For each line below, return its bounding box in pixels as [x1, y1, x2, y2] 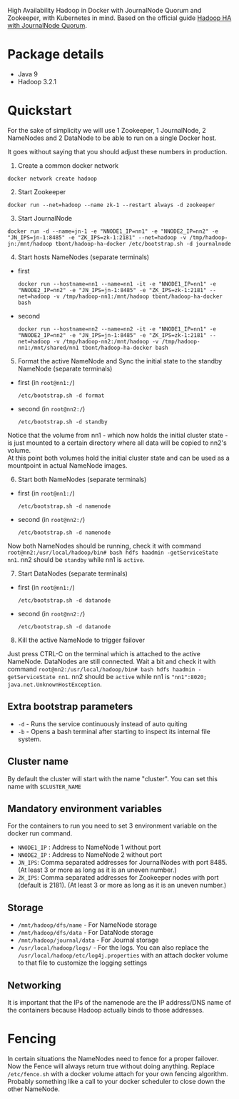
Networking [7, 979, 62, 991]
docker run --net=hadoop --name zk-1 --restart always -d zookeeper [7, 201, 215, 209]
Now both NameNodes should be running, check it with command [7, 541, 202, 550]
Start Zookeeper [17, 187, 66, 196]
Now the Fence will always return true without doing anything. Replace [7, 1062, 215, 1070]
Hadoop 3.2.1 [17, 77, 57, 86]
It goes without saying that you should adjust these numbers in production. [7, 147, 228, 156]
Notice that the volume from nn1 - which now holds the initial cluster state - [7, 431, 228, 439]
